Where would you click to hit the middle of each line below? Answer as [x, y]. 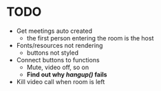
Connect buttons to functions [58, 60]
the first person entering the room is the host [90, 38]
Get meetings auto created [54, 31]
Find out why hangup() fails [67, 74]
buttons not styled [52, 53]
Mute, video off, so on [58, 67]
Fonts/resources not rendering [60, 45]
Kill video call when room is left [61, 81]
